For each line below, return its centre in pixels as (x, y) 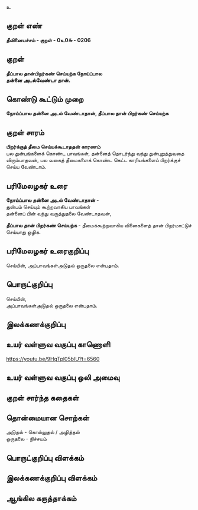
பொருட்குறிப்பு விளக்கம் (45, 458)
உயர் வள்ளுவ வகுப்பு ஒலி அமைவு (63, 378)
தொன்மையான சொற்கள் (48, 418)
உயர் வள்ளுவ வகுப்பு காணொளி (58, 345)
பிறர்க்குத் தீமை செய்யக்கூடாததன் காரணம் (53, 147)
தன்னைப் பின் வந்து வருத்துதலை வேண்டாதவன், (59, 214)
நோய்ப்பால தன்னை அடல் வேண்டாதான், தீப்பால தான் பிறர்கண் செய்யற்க (87, 113)
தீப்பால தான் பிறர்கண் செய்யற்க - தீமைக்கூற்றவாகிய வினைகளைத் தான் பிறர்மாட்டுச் (99, 226)
